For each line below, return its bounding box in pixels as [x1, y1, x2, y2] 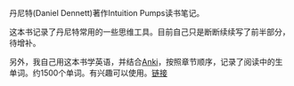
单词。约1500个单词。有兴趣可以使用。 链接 [9, 67, 167, 78]
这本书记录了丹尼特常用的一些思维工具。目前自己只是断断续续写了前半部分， [9, 27, 290, 37]
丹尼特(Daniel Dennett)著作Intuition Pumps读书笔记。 [9, 8, 205, 18]
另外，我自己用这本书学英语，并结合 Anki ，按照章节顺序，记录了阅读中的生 [9, 57, 283, 66]
